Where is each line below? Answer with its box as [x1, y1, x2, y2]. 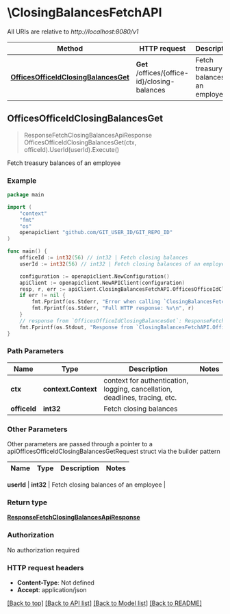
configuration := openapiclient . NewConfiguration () [19, 272, 170, 280]
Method [57, 43, 84, 53]
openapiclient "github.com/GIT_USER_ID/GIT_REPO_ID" [19, 229, 173, 236]
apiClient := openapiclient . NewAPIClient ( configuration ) [19, 279, 186, 286]
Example [7, 176, 37, 186]
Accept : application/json [16, 586, 87, 594]
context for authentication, [103, 375, 189, 385]
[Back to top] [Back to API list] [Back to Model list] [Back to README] [7, 599, 202, 607]
